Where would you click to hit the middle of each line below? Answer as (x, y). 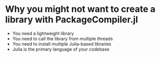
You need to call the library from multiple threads (63, 39)
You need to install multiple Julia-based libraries (62, 44)
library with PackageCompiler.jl (72, 20)
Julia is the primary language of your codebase (61, 49)
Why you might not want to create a (80, 9)
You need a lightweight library (43, 33)
